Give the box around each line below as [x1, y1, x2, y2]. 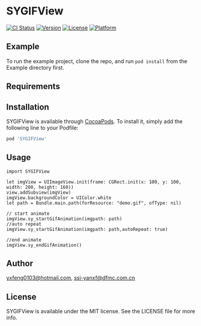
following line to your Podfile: [6, 124, 79, 131]
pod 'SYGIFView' [6, 135, 47, 142]
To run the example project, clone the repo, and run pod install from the [6, 57, 188, 64]
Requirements [6, 81, 60, 91]
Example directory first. [6, 64, 64, 71]
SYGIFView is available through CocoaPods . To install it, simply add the [6, 117, 183, 125]
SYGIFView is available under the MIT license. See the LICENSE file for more [6, 308, 196, 315]
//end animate [6, 236, 42, 243]
